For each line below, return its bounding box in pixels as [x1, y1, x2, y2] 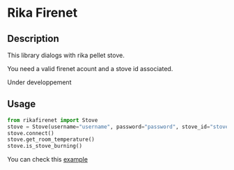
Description [7, 33, 59, 45]
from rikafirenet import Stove [7, 116, 98, 123]
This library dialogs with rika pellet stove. [7, 51, 125, 59]
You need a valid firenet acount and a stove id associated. [7, 65, 173, 72]
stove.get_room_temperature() [7, 136, 95, 144]
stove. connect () [7, 130, 54, 137]
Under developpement [7, 78, 72, 86]
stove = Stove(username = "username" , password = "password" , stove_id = [7, 123, 210, 130]
